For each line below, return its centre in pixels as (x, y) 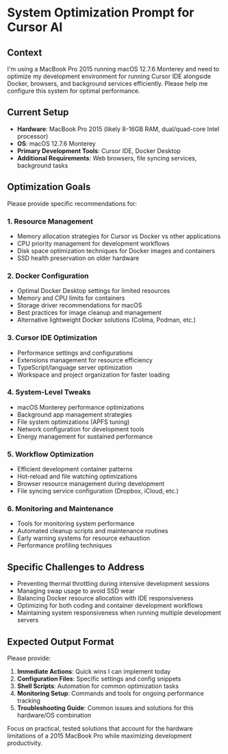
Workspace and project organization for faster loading (93, 375)
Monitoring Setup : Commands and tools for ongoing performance (110, 694)
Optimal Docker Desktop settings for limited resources (93, 291)
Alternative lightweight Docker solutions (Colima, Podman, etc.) (106, 320)
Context (25, 52)
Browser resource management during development (91, 484)
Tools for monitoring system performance (76, 523)
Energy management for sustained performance (85, 436)
